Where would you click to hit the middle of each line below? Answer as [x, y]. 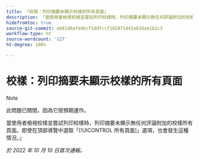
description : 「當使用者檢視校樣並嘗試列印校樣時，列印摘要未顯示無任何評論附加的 [96, 17]
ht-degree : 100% [26, 45]
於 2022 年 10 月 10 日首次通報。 [46, 150]
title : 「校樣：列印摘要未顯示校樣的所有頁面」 [57, 12]
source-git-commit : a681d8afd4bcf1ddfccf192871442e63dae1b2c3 [84, 28]
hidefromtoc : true [29, 23]
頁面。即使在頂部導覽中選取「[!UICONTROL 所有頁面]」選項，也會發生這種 [97, 130]
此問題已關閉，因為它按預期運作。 [48, 110]
